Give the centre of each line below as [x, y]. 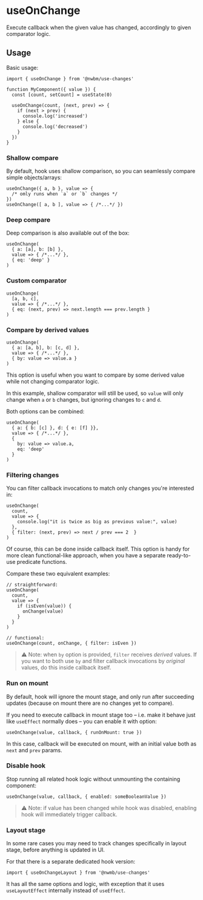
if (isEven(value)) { [44, 606]
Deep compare [28, 219]
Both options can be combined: [45, 411]
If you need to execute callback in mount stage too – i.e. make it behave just [101, 715]
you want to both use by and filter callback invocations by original [103, 661]
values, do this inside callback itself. [66, 668]
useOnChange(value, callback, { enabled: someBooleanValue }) [86, 797]
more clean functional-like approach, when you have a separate [86, 555]
